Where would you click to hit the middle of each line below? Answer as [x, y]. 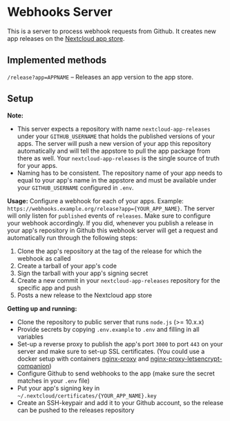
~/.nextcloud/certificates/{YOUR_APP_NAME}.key [87, 396]
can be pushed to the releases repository [76, 410]
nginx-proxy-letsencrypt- [186, 358]
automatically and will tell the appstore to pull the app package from [114, 151]
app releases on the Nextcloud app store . [66, 38]
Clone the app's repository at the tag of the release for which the [109, 251]
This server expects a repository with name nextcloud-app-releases [114, 129]
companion [33, 366]
